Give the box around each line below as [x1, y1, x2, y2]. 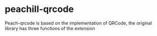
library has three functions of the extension [5, 25, 95, 31]
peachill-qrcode [5, 3, 74, 15]
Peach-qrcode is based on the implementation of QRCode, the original [5, 20, 152, 26]
